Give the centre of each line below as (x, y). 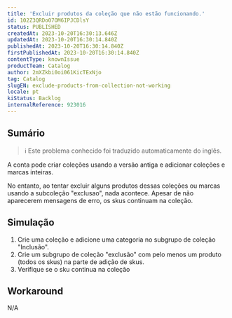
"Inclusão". (33, 247)
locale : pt (23, 92)
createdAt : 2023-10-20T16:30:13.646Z (62, 33)
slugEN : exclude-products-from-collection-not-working (89, 85)
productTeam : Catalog (39, 66)
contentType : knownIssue (43, 60)
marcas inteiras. (30, 172)
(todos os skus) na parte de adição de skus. (81, 262)
